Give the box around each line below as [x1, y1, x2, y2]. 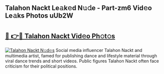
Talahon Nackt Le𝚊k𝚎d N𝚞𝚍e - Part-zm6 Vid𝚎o [5, 4, 152, 12]
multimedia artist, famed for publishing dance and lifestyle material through [5, 53, 157, 58]
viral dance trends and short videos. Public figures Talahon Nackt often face [5, 58, 159, 64]
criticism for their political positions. [5, 63, 78, 69]
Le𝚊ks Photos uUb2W [5, 12, 74, 20]
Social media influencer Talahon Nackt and [55, 48, 142, 53]
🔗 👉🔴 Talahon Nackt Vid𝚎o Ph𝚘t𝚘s [5, 32, 115, 40]
